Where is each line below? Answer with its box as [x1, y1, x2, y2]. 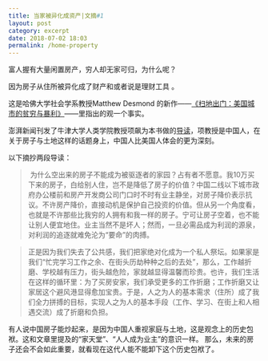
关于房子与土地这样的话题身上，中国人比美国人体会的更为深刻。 [8, 136, 218, 145]
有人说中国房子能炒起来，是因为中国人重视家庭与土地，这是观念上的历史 [8, 324, 246, 334]
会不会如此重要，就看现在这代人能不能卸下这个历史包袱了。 [22, 344, 218, 354]
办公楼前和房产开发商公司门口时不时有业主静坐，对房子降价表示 [34, 190, 246, 200]
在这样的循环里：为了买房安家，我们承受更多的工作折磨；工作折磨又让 [27, 278, 260, 287]
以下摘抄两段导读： [8, 153, 72, 163]
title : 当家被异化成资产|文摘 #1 [8, 11, 104, 20]
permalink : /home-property [8, 42, 98, 50]
